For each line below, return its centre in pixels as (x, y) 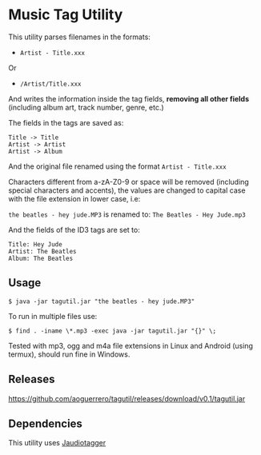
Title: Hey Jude (35, 244)
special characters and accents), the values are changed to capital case (127, 190)
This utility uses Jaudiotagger (57, 443)
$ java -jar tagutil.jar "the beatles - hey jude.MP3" (102, 301)
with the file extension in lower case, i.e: (74, 198)
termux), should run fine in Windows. (69, 354)
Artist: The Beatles (43, 251)
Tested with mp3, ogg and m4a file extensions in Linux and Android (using (131, 345)
